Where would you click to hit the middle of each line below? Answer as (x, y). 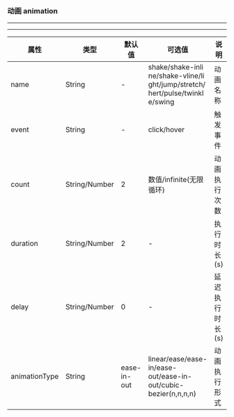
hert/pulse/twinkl (176, 93)
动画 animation (32, 10)
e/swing (161, 102)
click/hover (166, 130)
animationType (35, 377)
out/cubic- (166, 385)
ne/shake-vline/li (176, 76)
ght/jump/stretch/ (177, 85)
